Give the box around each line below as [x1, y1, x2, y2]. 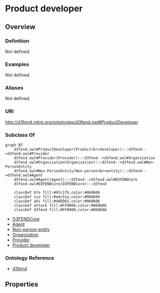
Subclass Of [5, 131, 35, 138]
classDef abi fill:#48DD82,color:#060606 [14, 199, 100, 204]
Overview [5, 23, 36, 31]
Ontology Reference [5, 255, 54, 261]
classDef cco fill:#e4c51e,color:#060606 [14, 194, 100, 200]
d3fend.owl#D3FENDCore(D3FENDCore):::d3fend [14, 182, 107, 186]
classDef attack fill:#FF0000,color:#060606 [14, 203, 107, 208]
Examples [5, 61, 30, 68]
